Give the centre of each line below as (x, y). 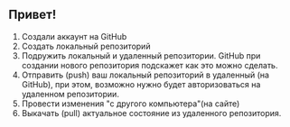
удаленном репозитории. (70, 94)
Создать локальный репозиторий (86, 46)
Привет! (33, 15)
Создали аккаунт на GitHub (74, 36)
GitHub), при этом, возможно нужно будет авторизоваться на (141, 84)
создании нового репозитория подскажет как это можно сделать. (150, 65)
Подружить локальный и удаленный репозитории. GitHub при (141, 55)
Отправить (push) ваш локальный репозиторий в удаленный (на (145, 75)
